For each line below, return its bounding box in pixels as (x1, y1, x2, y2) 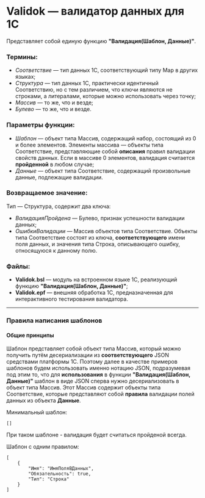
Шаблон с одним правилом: (6, 443, 79, 450)
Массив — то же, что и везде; (15, 99, 93, 106)
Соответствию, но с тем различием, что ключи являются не (15, 86, 173, 93)
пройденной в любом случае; (15, 161, 95, 168)
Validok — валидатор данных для (6, 4, 185, 18)
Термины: (6, 52, 38, 61)
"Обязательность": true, (28, 471, 92, 477)
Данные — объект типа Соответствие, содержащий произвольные (15, 167, 191, 175)
